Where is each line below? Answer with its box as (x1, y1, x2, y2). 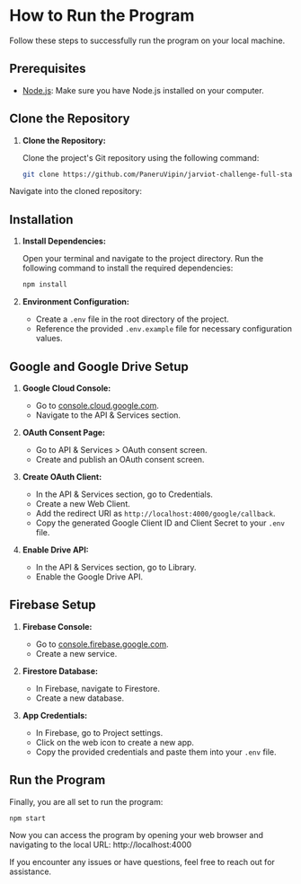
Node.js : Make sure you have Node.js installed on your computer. (22, 84, 264, 95)
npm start (9, 814, 47, 823)
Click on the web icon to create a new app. (35, 737, 195, 747)
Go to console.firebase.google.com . (35, 639, 169, 650)
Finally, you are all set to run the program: (9, 796, 164, 807)
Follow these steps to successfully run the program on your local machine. (9, 35, 286, 46)
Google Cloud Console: (22, 383, 111, 393)
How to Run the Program (9, 5, 195, 26)
